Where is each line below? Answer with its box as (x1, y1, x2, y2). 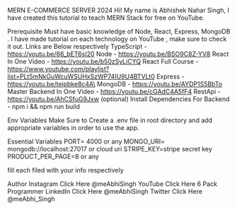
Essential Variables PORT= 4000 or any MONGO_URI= (7, 137, 165, 146)
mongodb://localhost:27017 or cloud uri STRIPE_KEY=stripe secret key (7, 145, 212, 153)
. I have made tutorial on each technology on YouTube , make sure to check (7, 35, 227, 43)
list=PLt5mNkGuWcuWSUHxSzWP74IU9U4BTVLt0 (7, 72, 156, 81)
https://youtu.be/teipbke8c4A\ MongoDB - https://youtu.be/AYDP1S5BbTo (7, 80, 223, 88)
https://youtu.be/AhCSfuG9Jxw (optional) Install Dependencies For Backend (7, 95, 230, 103)
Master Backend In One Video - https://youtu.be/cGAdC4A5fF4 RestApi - (7, 88, 221, 95)
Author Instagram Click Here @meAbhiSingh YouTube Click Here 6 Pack (7, 180, 218, 188)
